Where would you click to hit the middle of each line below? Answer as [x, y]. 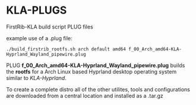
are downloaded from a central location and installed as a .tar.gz [85, 96]
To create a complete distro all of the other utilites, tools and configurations [98, 89]
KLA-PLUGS [37, 10]
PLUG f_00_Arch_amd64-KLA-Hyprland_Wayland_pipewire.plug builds [96, 65]
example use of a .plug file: [39, 38]
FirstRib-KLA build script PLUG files [50, 27]
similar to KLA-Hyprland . [36, 78]
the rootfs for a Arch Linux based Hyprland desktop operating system [91, 71]
